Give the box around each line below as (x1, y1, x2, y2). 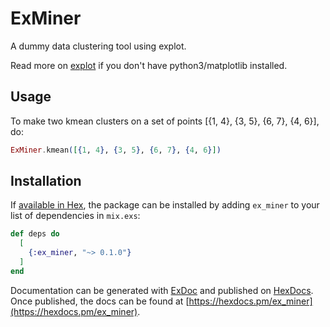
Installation (10, 173, 82, 190)
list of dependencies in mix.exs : (10, 210, 141, 222)
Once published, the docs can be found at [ (10, 295, 190, 307)
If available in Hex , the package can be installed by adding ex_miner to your (10, 199, 320, 211)
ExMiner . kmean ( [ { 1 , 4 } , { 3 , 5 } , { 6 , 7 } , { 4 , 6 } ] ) (10, 145, 222, 155)
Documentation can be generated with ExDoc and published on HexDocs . (10, 284, 314, 296)
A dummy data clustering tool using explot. (10, 40, 187, 52)
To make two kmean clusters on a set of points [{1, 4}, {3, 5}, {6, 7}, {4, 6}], (10, 115, 320, 127)
